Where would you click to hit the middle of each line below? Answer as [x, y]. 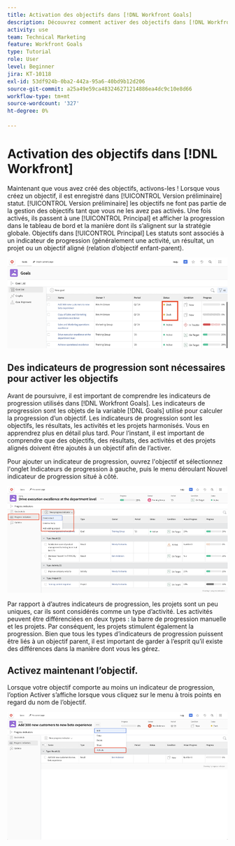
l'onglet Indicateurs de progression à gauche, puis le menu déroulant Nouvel [117, 469]
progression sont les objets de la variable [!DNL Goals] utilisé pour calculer [115, 410]
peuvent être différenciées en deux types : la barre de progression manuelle [117, 619]
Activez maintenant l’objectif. [73, 671]
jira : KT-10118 [29, 74]
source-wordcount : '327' [43, 104]
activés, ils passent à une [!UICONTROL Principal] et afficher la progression [116, 218]
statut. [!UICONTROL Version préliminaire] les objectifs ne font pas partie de [117, 203]
